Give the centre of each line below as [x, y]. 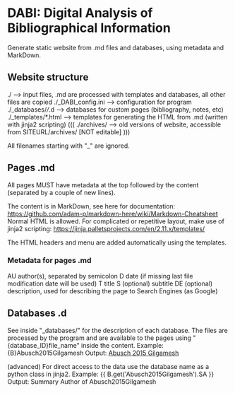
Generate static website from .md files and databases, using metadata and [116, 47]
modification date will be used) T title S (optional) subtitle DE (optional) [110, 283]
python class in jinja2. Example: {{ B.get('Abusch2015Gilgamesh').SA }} [111, 374]
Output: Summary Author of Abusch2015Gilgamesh [82, 381]
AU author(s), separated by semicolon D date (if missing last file [100, 276]
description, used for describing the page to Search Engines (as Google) [113, 291]
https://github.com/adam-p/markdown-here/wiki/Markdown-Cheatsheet [113, 213]
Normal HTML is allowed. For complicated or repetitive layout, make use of [116, 221]
